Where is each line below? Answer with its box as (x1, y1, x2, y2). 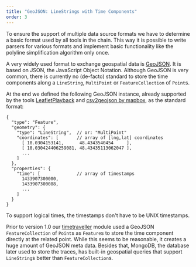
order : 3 (6, 14, 27, 20)
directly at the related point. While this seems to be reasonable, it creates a (6, 235, 187, 242)
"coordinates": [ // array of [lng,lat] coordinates (16, 134, 164, 141)
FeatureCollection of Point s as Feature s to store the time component (6, 229, 174, 236)
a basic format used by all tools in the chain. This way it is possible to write (6, 36, 187, 43)
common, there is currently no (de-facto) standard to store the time (6, 73, 169, 80)
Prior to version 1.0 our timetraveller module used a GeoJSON (6, 223, 154, 230)
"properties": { (11, 165, 51, 171)
